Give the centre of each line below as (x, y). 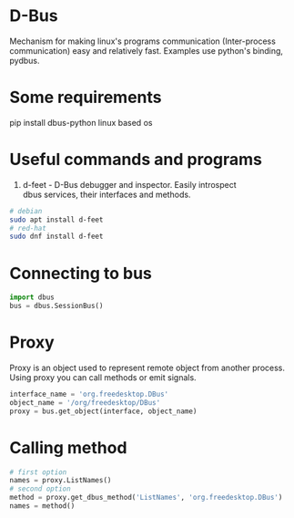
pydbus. (25, 60)
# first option (38, 472)
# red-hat (28, 228)
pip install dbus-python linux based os (81, 122)
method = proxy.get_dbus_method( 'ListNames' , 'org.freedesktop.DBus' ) (146, 498)
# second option (40, 489)
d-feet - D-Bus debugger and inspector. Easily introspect (129, 184)
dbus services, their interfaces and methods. (106, 194)
